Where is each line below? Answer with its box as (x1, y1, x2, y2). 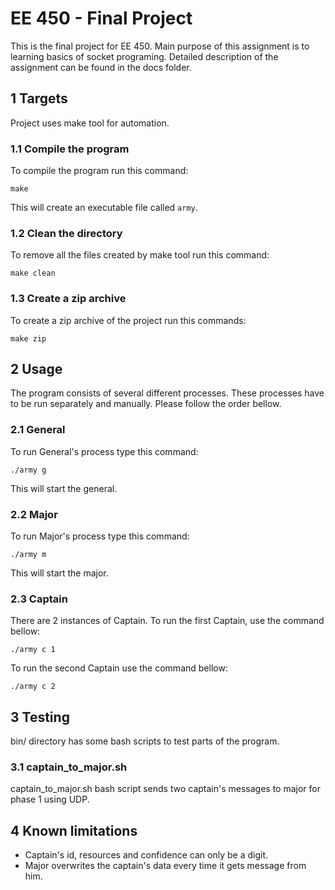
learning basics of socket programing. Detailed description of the (10, 50, 279, 62)
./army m (10, 550, 47, 560)
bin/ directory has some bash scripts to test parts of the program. (10, 735, 280, 747)
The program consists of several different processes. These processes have (10, 387, 325, 399)
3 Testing (10, 708, 70, 726)
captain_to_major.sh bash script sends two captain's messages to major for (10, 783, 321, 795)
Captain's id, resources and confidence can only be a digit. (24, 849, 269, 861)
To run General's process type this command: (10, 445, 199, 457)
